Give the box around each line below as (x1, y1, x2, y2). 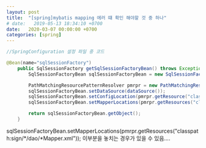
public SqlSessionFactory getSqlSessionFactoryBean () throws (17, 65, 177, 71)
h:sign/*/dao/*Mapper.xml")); (6, 134, 82, 142)
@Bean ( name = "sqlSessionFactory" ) (6, 60, 92, 66)
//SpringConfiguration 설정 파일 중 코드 (6, 49, 105, 55)
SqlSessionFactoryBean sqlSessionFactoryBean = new (28, 71, 164, 77)
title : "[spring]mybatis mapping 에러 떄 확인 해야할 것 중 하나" (6, 15, 167, 21)
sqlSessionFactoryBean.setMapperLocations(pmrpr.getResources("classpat (6, 127, 199, 134)
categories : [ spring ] (6, 32, 62, 38)
